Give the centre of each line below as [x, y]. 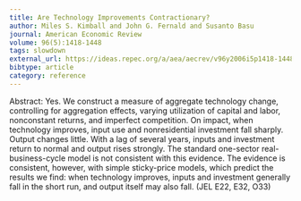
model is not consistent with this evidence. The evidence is [176, 158]
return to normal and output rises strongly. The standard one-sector [134, 148]
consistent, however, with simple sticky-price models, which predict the [142, 167]
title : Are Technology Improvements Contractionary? [110, 17]
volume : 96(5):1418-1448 [56, 42]
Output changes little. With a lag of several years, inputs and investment [142, 138]
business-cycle [38, 158]
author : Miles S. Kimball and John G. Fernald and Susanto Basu [132, 26]
